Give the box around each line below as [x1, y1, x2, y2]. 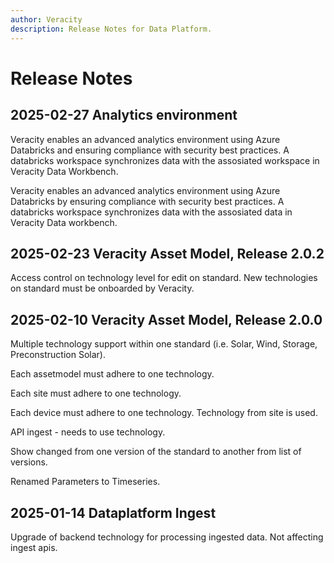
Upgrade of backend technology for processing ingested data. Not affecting [10, 531, 324, 543]
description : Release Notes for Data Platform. [10, 24, 213, 34]
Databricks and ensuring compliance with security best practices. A [10, 144, 290, 156]
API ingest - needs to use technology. [10, 426, 166, 438]
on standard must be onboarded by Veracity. [10, 282, 195, 295]
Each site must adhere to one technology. [10, 387, 182, 400]
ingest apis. [10, 541, 58, 553]
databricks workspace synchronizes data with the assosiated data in [10, 206, 293, 218]
